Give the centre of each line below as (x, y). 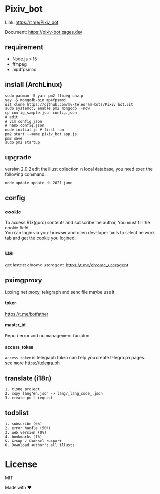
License (21, 465)
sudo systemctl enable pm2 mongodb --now (48, 108)
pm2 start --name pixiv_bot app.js (41, 134)
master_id (15, 325)
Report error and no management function (47, 336)
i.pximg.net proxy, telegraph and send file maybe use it (60, 292)
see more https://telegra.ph (32, 363)
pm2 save (14, 138)
